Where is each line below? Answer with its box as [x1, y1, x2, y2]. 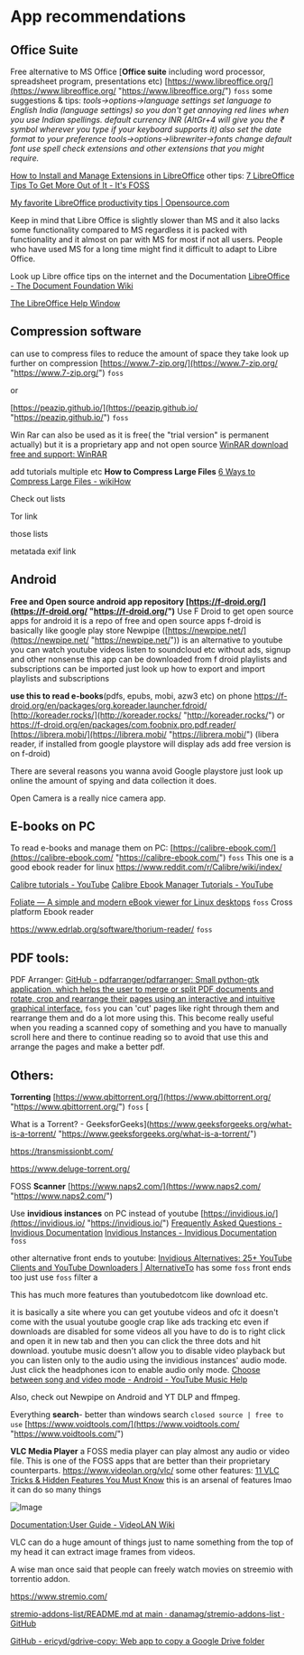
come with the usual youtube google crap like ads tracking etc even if [10, 1317, 269, 1328]
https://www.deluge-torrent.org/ [10, 1163, 130, 1174]
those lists [10, 528, 49, 539]
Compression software [10, 324, 143, 340]
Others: [10, 1067, 54, 1083]
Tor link [10, 511, 39, 522]
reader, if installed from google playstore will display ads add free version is [10, 738, 291, 749]
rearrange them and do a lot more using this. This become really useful [10, 1012, 274, 1023]
